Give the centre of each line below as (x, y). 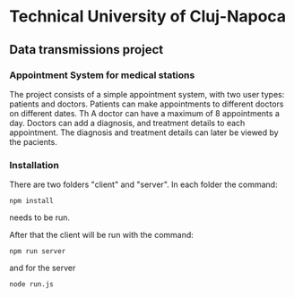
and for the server (43, 268)
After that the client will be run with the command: (102, 235)
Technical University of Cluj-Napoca (148, 17)
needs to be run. (39, 217)
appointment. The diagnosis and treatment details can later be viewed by (144, 132)
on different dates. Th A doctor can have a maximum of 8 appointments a (145, 113)
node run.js (31, 285)
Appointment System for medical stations (102, 75)
